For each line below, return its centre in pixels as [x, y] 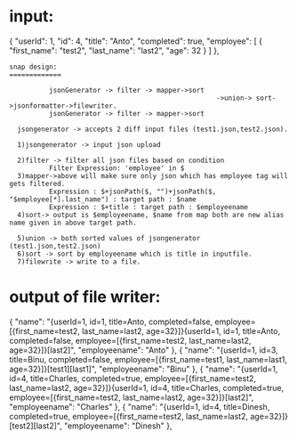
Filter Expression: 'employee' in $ [116, 168]
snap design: [33, 67]
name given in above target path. [73, 223]
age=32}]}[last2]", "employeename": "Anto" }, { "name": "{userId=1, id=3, [144, 350]
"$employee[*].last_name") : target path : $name [103, 199]
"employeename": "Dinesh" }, [118, 426]
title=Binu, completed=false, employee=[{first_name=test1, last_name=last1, [148, 359]
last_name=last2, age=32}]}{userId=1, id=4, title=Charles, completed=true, [147, 387]
